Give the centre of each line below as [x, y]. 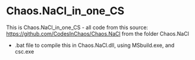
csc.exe [24, 51]
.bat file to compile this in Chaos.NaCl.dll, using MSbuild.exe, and [95, 45]
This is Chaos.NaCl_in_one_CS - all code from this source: [77, 27]
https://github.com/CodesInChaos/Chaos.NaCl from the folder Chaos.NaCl [97, 33]
